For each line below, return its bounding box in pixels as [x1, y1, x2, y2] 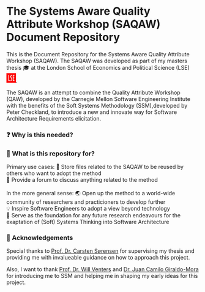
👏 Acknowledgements [6, 234, 73, 242]
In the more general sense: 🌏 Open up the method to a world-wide [6, 190, 176, 197]
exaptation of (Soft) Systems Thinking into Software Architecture [6, 219, 170, 226]
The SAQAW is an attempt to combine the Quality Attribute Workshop [6, 89, 181, 96]
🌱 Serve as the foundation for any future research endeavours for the [6, 212, 181, 219]
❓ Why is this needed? [6, 130, 73, 139]
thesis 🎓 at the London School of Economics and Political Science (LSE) [6, 64, 190, 71]
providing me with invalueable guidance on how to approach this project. [6, 254, 190, 261]
